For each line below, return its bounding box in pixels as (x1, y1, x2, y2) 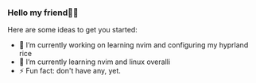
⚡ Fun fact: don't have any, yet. (18, 66, 121, 76)
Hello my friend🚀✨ (7, 7, 79, 18)
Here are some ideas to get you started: (7, 25, 138, 35)
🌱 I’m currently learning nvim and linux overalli (18, 57, 171, 66)
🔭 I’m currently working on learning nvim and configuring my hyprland (18, 40, 249, 50)
